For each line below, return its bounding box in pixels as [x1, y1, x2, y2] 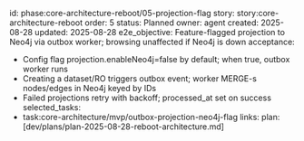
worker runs [22, 63, 68, 74]
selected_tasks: [22, 102, 82, 112]
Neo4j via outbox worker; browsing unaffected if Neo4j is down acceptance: [9, 36, 295, 47]
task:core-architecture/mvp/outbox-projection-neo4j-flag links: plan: [22, 112, 280, 122]
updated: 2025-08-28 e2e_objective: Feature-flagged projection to [34, 27, 286, 37]
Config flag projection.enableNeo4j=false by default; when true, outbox [22, 54, 290, 64]
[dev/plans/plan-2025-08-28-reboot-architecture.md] [22, 121, 225, 132]
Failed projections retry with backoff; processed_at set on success [22, 92, 272, 103]
